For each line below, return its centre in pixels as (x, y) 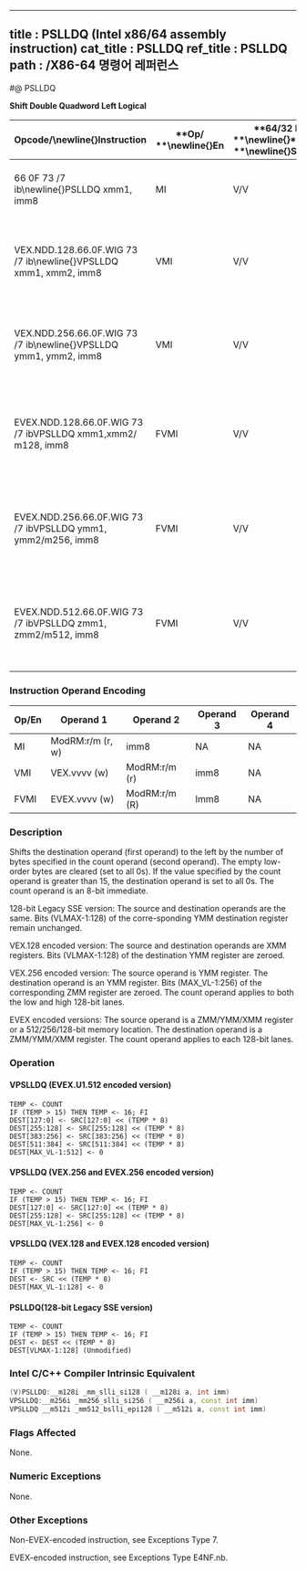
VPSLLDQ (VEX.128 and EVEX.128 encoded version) (110, 1244)
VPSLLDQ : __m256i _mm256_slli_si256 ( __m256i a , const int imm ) (134, 1401)
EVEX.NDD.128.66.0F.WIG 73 (79, 422)
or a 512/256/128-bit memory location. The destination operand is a (136, 1029)
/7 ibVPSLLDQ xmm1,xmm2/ (76, 433)
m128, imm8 (42, 445)
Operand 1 (84, 720)
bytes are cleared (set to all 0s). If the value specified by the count (156, 871)
